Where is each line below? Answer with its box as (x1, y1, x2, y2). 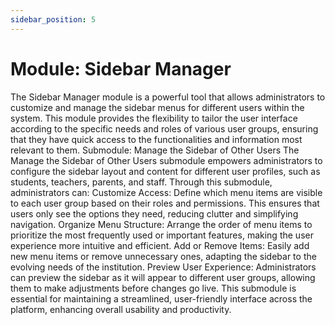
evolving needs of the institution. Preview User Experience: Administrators (10, 261, 317, 273)
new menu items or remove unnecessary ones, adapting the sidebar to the (10, 250, 317, 262)
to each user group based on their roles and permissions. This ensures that (10, 197, 320, 209)
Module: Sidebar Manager (10, 57, 232, 80)
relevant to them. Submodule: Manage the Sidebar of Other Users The (10, 144, 300, 156)
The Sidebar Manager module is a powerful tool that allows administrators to (10, 91, 326, 103)
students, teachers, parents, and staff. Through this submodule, (10, 176, 273, 188)
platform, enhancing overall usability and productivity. (10, 303, 232, 315)
